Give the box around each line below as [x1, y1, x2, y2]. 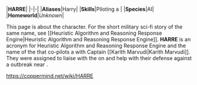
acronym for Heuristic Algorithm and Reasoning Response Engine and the [6, 42, 186, 49]
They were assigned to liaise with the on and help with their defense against [6, 55, 192, 61]
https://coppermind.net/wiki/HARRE [6, 73, 94, 79]
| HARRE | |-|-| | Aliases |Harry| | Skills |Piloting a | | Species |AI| [6, 6, 154, 12]
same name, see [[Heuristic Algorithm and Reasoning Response [6, 30, 162, 37]
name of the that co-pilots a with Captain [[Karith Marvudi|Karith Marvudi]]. [6, 48, 190, 55]
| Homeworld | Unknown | [6, 12, 64, 19]
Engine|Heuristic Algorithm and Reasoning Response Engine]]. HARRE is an [6, 36, 191, 42]
